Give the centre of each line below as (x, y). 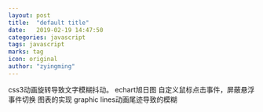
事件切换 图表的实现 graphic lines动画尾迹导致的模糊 (93, 99)
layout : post (29, 15)
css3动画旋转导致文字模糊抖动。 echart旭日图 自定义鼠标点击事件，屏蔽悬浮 (131, 89)
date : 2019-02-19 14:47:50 (56, 30)
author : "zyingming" (42, 67)
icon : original (33, 60)
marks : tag (26, 52)
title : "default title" (49, 23)
